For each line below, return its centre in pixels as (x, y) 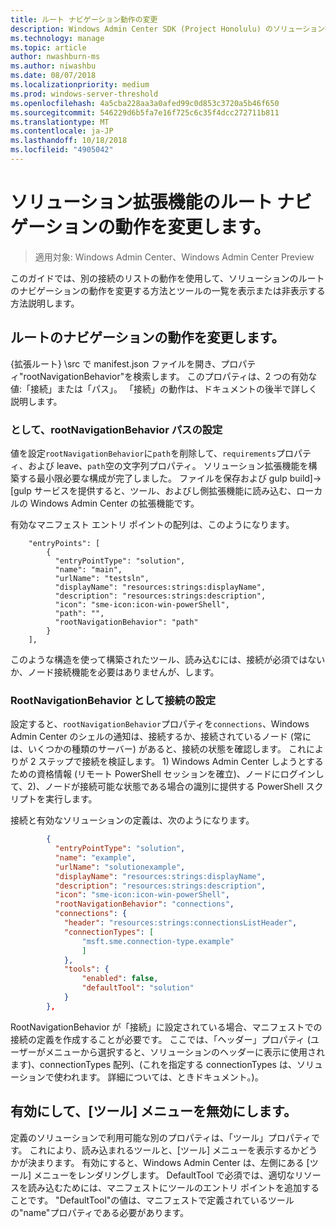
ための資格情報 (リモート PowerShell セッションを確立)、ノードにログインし (167, 774)
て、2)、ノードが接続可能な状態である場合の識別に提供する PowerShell (157, 787)
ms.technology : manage (57, 38)
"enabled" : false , (120, 979)
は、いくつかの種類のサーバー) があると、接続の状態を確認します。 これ (158, 749)
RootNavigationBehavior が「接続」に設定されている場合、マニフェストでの (166, 1027)
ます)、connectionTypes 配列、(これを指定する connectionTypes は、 (153, 1064)
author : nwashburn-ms (55, 57)
